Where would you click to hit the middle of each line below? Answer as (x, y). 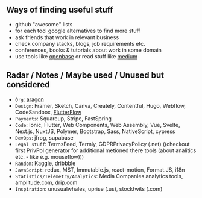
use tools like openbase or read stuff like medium (76, 56)
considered (28, 85)
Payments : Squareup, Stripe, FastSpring (63, 118)
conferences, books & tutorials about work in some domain (88, 50)
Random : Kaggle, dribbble (45, 163)
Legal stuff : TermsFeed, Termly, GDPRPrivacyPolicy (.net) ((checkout (102, 144)
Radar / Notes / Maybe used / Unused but (85, 76)
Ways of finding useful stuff (60, 10)
